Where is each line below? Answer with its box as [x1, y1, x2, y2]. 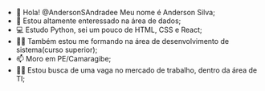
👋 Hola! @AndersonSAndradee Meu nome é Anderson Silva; [15, 8, 215, 17]
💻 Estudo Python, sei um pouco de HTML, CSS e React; [15, 25, 202, 34]
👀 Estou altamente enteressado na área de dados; [15, 16, 181, 26]
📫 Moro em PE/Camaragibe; [15, 54, 112, 63]
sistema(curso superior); [15, 45, 98, 54]
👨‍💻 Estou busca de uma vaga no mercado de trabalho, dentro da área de [15, 65, 258, 75]
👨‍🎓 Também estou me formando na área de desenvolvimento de [15, 37, 230, 45]
